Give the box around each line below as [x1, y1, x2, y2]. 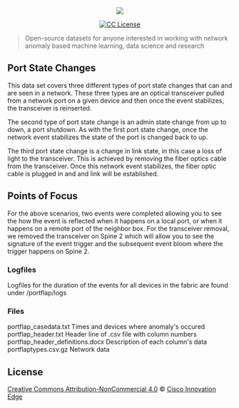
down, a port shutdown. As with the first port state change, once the [7, 125, 208, 133]
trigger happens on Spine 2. [7, 247, 90, 255]
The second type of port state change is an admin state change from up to [7, 118, 227, 126]
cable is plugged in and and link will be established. [7, 169, 159, 178]
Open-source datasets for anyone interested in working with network [24, 34, 228, 42]
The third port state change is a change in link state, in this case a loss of [7, 146, 223, 155]
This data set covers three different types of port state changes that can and [7, 81, 233, 89]
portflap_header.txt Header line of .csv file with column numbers [7, 330, 198, 339]
